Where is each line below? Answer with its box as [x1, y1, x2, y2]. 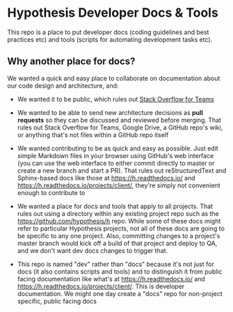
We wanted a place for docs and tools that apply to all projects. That [17, 202, 214, 210]
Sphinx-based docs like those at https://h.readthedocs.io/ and [17, 173, 196, 182]
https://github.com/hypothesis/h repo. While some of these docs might [17, 217, 221, 225]
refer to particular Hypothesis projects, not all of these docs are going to [17, 224, 225, 233]
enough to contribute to [17, 188, 86, 196]
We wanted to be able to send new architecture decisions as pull [17, 108, 204, 116]
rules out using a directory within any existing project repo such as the [17, 209, 219, 217]
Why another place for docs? [7, 56, 136, 68]
